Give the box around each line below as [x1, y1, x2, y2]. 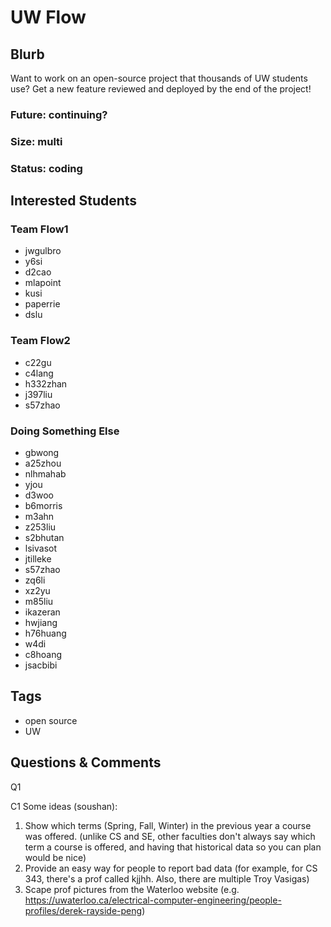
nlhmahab [24, 468, 67, 480]
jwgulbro [24, 245, 62, 257]
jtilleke [24, 553, 52, 565]
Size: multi [10, 134, 63, 148]
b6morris [24, 500, 63, 512]
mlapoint [24, 277, 62, 289]
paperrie [24, 298, 61, 310]
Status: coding [10, 161, 83, 175]
